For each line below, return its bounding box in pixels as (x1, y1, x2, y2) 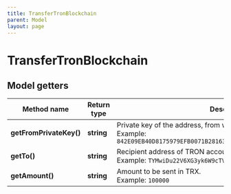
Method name (22, 105, 69, 114)
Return (87, 100, 110, 110)
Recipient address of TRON (116, 147, 205, 157)
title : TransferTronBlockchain (7, 10, 97, 17)
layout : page (7, 23, 45, 30)
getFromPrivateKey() (10, 128, 81, 138)
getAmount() (10, 171, 54, 181)
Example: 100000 (116, 175, 170, 185)
